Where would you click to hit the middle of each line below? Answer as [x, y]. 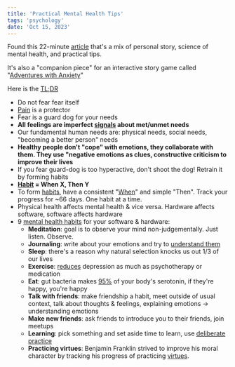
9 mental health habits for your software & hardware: [94, 222]
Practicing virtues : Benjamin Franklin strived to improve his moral [123, 349]
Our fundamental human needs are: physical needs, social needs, [112, 132]
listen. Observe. [51, 236]
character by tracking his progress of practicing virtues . [108, 356]
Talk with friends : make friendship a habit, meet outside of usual [121, 296]
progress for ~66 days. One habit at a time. [80, 199]
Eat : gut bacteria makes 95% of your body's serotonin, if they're [121, 281]
